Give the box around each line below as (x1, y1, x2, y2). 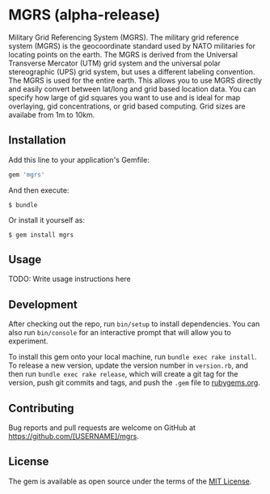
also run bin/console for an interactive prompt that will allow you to (8, 328, 232, 338)
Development (8, 297, 78, 311)
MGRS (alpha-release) (8, 6, 161, 24)
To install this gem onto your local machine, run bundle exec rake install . (8, 352, 257, 362)
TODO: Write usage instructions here (8, 274, 131, 284)
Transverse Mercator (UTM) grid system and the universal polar (8, 58, 221, 68)
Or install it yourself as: (8, 215, 85, 224)
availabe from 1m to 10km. (8, 109, 95, 119)
